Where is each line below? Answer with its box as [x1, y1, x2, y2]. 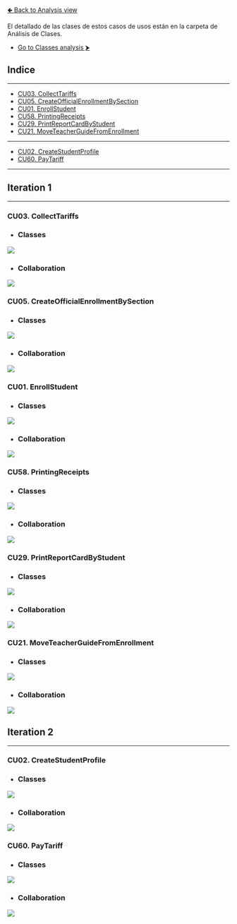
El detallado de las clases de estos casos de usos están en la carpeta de [7, 22, 218, 30]
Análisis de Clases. [7, 30, 62, 37]
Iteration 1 [7, 182, 52, 194]
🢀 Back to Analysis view [7, 6, 78, 14]
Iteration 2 [7, 726, 54, 738]
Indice [7, 64, 35, 76]
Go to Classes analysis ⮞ [17, 43, 90, 52]
